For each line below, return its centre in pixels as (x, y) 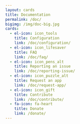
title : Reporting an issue (43, 66)
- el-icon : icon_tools (33, 33)
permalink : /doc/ (23, 19)
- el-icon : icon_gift (32, 90)
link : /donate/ (30, 114)
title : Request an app (38, 80)
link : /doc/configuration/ (43, 43)
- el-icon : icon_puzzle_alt (39, 76)
